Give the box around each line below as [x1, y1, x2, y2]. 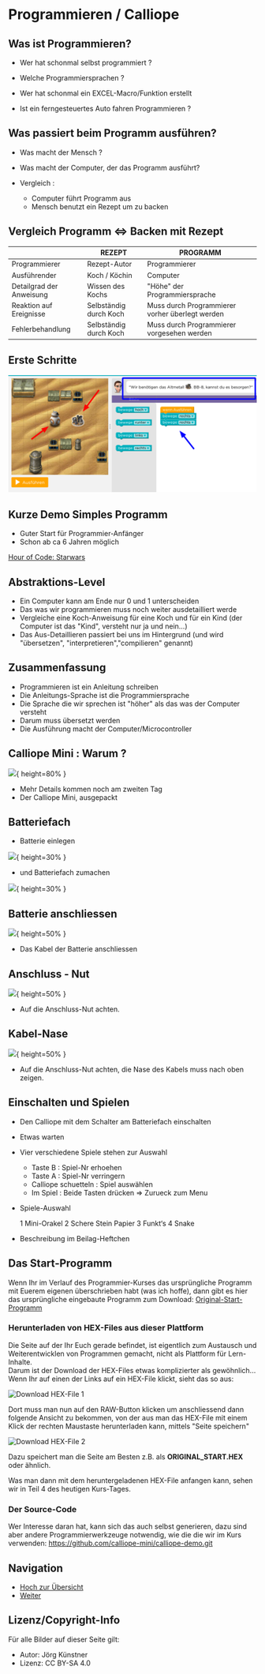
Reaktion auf [11, 301, 53, 310]
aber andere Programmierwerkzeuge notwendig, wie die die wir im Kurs [8, 1530, 242, 1540]
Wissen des [86, 281, 125, 291]
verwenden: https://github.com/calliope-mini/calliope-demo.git [8, 1538, 213, 1548]
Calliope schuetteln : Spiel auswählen [31, 1179, 154, 1189]
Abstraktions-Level [8, 575, 106, 589]
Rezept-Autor [86, 259, 132, 269]
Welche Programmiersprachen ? [19, 73, 125, 82]
